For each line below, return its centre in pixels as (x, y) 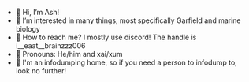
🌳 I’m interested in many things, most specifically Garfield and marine (128, 20)
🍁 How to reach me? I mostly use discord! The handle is (106, 37)
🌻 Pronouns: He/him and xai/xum (69, 54)
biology (28, 29)
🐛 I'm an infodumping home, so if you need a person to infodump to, (126, 62)
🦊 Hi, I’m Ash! (37, 12)
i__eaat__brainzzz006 (50, 46)
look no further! (41, 71)
